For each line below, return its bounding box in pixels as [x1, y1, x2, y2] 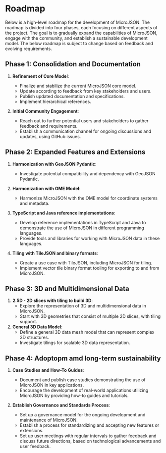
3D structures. [19, 335, 50, 341]
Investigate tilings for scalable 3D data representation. [19, 340, 130, 346]
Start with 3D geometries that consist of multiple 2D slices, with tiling [19, 313, 161, 319]
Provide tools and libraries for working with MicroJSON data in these [19, 235, 160, 241]
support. [19, 319, 37, 325]
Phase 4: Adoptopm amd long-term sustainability [5, 354, 161, 362]
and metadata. [19, 200, 50, 206]
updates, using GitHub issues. [19, 133, 81, 139]
